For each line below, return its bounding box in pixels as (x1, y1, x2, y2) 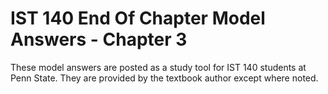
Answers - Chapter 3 (10, 28, 188, 51)
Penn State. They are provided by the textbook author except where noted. (10, 72, 319, 84)
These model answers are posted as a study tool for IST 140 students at (10, 61, 307, 73)
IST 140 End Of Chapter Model (10, 7, 266, 30)
